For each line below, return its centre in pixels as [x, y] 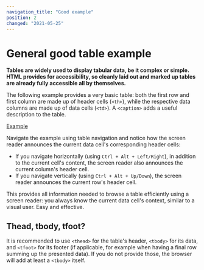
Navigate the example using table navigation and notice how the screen [96, 138]
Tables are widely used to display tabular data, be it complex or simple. [98, 70]
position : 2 [21, 18]
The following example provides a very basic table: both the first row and [98, 95]
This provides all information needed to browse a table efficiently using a [98, 194]
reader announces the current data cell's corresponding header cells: [93, 144]
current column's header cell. [52, 169]
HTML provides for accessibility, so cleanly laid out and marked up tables [101, 77]
